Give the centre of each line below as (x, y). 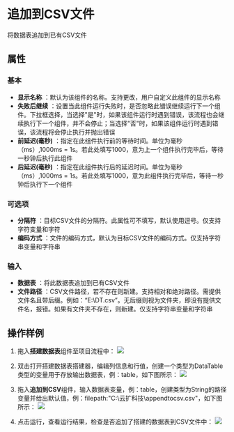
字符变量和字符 (39, 229)
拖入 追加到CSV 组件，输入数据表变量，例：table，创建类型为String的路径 (122, 389)
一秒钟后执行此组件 (45, 158)
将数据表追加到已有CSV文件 (47, 35)
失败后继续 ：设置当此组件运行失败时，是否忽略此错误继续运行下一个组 (119, 106)
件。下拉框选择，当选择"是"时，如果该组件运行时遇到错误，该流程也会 (118, 114)
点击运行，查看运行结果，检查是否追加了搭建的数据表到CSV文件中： (115, 422)
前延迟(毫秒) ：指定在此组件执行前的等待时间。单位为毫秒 (100, 141)
